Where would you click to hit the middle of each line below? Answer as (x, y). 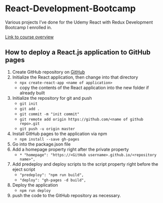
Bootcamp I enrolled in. (29, 27)
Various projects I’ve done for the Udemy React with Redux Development (79, 22)
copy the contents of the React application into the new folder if (84, 87)
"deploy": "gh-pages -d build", (53, 180)
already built (32, 93)
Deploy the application (35, 185)
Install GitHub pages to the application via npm (60, 134)
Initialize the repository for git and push (52, 98)
